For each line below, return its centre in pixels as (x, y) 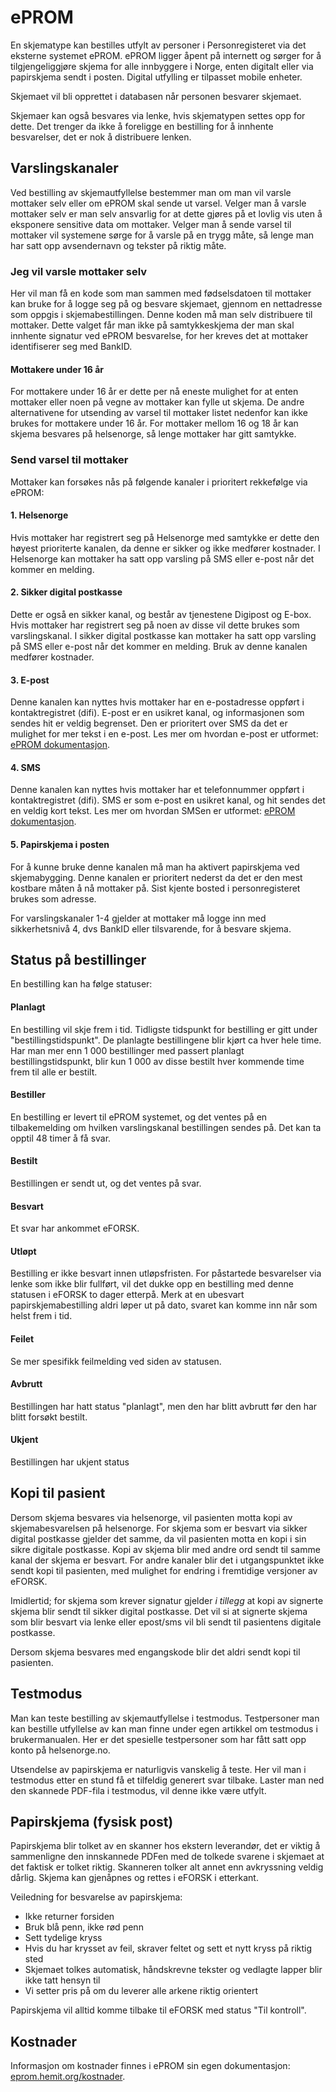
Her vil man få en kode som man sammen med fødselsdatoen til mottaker (161, 293)
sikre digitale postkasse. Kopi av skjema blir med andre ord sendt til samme (165, 1549)
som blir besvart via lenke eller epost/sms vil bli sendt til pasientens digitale (166, 1622)
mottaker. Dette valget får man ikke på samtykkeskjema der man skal (152, 325)
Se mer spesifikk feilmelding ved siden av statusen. (116, 1361)
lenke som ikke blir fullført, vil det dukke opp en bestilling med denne (152, 1284)
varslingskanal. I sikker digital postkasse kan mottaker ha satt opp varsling (163, 635)
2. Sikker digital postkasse (66, 592)
